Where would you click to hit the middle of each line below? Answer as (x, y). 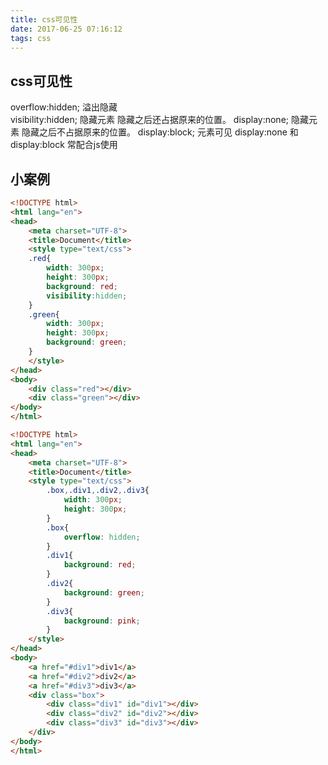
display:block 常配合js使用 (64, 145)
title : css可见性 (44, 19)
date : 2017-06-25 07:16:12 (66, 29)
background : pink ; (102, 621)
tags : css (31, 38)
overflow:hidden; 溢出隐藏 (64, 107)
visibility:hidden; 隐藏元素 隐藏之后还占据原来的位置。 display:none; (150, 120)
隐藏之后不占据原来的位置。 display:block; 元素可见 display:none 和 (160, 132)
